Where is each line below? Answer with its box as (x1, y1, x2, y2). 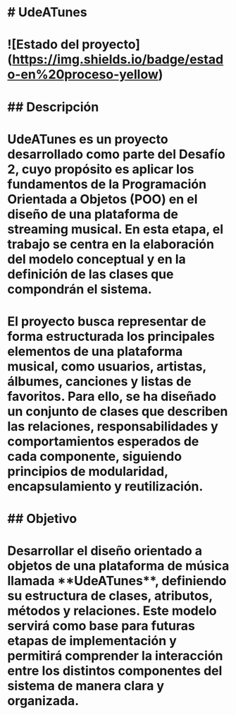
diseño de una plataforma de (7, 206, 178, 222)
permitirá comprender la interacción (7, 648, 223, 664)
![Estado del (7, 37, 80, 53)
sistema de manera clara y (7, 678, 164, 694)
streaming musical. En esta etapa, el (7, 221, 224, 237)
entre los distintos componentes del (7, 663, 223, 679)
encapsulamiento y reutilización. (7, 478, 204, 494)
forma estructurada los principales (7, 328, 215, 344)
